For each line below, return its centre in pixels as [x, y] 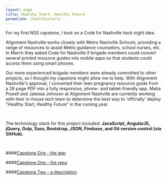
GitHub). [15, 134]
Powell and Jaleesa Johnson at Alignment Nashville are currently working [80, 94]
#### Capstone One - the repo [37, 163]
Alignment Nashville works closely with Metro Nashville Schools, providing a [83, 42]
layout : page [19, 10]
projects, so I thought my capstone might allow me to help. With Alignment [82, 78]
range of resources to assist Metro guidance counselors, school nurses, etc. [83, 48]
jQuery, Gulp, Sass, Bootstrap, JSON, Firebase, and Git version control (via [83, 129]
